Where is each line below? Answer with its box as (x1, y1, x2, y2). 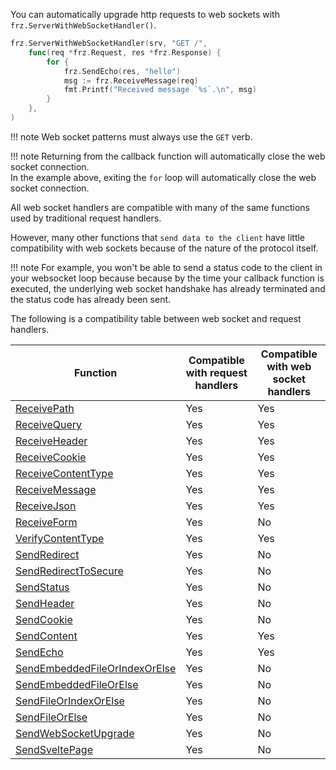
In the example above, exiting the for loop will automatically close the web (10, 171, 317, 183)
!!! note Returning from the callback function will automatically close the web (10, 150, 326, 162)
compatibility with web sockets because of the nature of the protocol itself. (10, 242, 319, 254)
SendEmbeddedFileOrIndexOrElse (15, 661, 177, 675)
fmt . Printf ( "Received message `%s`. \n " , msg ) (63, 85, 257, 95)
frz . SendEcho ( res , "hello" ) (63, 66, 182, 76)
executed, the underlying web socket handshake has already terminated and (10, 282, 326, 294)
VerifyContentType (15, 531, 105, 545)
